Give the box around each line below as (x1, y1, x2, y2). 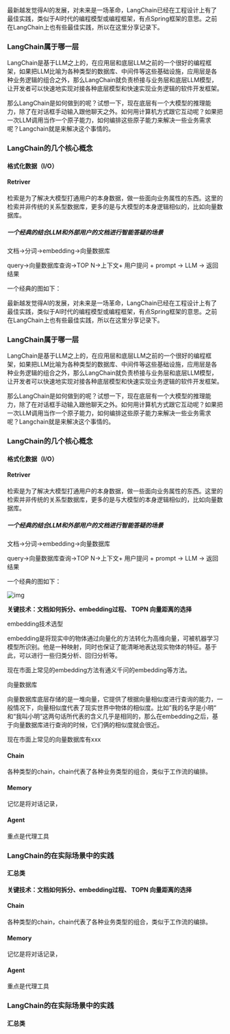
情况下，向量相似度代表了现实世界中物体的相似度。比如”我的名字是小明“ (12, 703, 217, 711)
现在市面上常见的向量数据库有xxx (7, 735, 101, 743)
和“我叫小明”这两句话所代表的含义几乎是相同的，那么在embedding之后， (7, 712, 212, 720)
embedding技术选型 (7, 619, 64, 628)
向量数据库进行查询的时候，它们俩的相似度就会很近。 (12, 720, 163, 728)
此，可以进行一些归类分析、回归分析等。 (7, 651, 121, 659)
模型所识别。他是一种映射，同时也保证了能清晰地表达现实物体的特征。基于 (7, 643, 217, 651)
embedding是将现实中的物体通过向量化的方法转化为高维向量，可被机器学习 (7, 634, 219, 642)
